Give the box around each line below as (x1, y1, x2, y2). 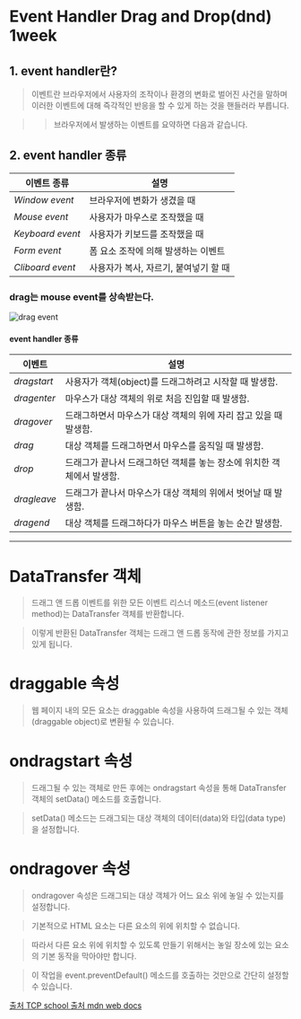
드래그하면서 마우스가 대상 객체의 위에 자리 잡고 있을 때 (64, 409, 283, 422)
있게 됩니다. (30, 639, 73, 650)
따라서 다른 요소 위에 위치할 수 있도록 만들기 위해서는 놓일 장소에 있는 (30, 940, 273, 951)
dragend (13, 516, 50, 529)
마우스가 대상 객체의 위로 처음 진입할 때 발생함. (64, 392, 250, 405)
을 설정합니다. (30, 824, 81, 835)
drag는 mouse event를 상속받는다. (9, 290, 154, 303)
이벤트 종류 (25, 177, 70, 189)
